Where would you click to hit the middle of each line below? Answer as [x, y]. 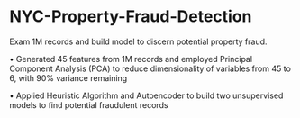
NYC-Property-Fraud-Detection [131, 17]
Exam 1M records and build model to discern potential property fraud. [138, 41]
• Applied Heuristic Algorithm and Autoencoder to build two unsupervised [146, 95]
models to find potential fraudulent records [89, 104]
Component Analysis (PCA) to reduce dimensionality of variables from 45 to [150, 68]
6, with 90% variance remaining [68, 77]
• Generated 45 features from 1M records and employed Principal [131, 59]
